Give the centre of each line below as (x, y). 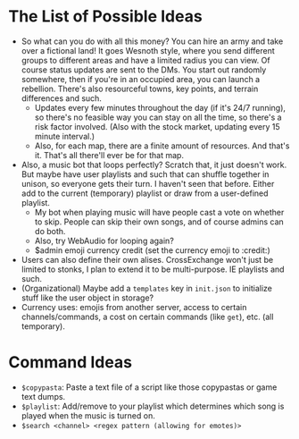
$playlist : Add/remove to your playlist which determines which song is (153, 406)
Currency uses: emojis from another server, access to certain (134, 307)
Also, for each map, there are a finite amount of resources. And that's (162, 146)
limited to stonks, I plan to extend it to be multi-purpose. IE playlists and (153, 269)
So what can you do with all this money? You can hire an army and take (152, 41)
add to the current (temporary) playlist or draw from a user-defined (145, 193)
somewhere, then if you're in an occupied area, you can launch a (141, 79)
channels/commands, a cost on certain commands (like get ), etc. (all (147, 317)
